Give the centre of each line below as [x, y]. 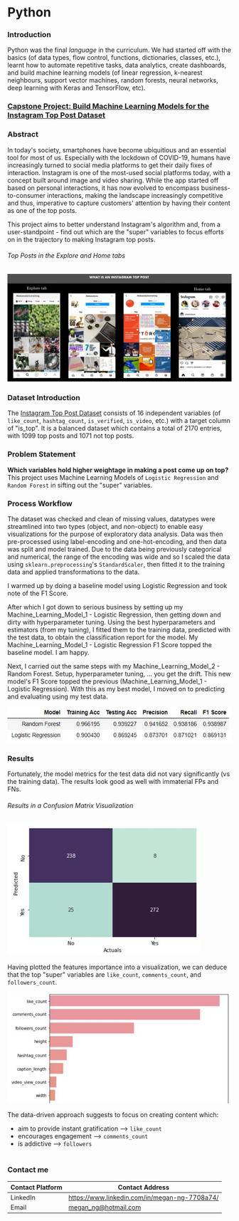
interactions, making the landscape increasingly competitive [135, 195]
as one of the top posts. [42, 210]
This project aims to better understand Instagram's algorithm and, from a [114, 224]
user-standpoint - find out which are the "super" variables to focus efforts [116, 231]
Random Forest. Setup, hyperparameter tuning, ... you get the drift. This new [119, 674]
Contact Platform [36, 1187]
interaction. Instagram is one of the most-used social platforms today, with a [119, 172]
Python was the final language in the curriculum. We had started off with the [119, 50]
